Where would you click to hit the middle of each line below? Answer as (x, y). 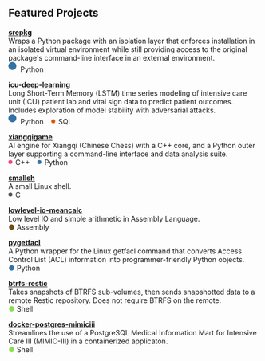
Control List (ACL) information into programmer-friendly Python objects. (127, 259)
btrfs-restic (28, 283)
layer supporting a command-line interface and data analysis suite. (118, 154)
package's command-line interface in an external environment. (112, 57)
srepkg (20, 32)
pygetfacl (25, 242)
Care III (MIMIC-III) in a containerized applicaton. (88, 341)
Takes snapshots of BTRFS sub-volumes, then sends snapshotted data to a (132, 292)
